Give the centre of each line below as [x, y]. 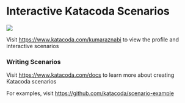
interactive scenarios [33, 46]
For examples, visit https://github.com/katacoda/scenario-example [90, 93]
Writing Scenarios [34, 62]
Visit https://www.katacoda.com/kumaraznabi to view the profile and [92, 39]
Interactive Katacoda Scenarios [88, 11]
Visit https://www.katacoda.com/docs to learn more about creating [90, 75]
